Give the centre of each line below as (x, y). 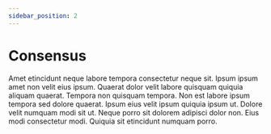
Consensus (47, 55)
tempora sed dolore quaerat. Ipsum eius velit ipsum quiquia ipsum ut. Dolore (135, 104)
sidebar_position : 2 (43, 16)
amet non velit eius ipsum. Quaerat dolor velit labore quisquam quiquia (126, 86)
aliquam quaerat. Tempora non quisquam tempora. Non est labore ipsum (129, 95)
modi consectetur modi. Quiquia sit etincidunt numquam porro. (113, 121)
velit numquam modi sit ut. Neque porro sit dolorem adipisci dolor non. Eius (134, 112)
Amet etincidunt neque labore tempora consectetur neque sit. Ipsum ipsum (133, 78)
